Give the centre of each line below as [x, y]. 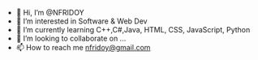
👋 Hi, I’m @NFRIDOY [50, 13]
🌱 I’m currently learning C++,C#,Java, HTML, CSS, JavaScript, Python [133, 30]
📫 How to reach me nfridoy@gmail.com [83, 47]
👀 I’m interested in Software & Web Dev [82, 21]
